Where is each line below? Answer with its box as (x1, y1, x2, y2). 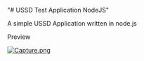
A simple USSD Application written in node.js (7, 19, 137, 27)
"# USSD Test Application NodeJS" (7, 6, 110, 14)
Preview (7, 33, 31, 41)
